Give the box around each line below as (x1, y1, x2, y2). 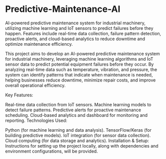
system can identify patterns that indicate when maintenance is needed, (5, 72, 153, 78)
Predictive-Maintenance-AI (5, 3, 121, 15)
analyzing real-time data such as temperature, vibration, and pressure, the (5, 66, 158, 73)
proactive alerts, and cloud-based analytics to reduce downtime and (5, 36, 145, 42)
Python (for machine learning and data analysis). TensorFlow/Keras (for (5, 127, 152, 133)
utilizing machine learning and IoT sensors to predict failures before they (5, 25, 154, 31)
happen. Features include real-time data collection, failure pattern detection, (5, 30, 162, 36)
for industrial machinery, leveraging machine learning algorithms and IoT (5, 56, 154, 62)
